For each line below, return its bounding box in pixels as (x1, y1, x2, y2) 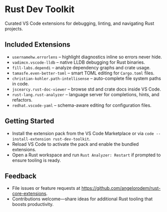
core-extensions (12, 191, 46, 197)
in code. (12, 80, 29, 87)
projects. (5, 25, 23, 31)
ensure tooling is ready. (12, 157, 61, 163)
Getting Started (5, 117, 54, 125)
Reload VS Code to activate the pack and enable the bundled (12, 141, 139, 147)
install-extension (12, 137, 51, 142)
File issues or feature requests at (12, 185, 81, 191)
